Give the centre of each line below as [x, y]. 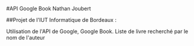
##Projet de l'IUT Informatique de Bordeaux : [61, 20]
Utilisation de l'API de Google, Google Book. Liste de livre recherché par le [97, 31]
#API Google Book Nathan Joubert [49, 9]
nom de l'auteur [26, 37]
